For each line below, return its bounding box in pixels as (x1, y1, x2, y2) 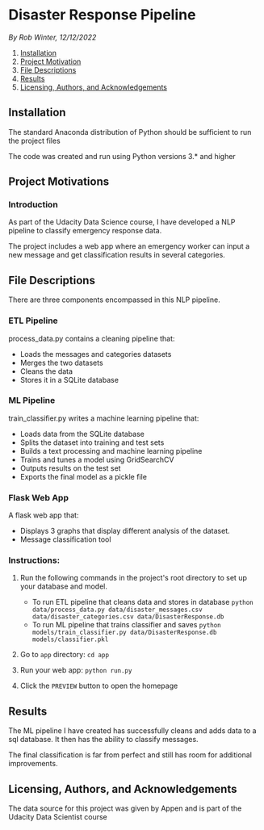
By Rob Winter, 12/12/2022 (8, 32, 97, 42)
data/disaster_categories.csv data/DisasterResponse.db (31, 613, 224, 621)
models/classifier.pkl (31, 635, 109, 643)
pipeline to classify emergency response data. (8, 226, 162, 236)
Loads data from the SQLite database (19, 429, 145, 438)
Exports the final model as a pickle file (19, 472, 148, 481)
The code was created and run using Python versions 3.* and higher (8, 151, 236, 161)
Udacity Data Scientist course (8, 812, 107, 822)
